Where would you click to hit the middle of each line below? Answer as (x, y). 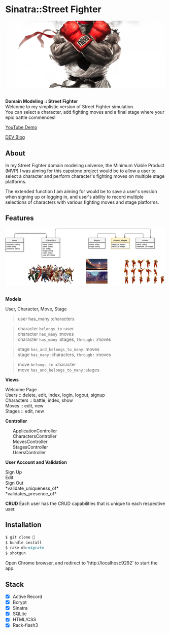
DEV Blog (15, 137)
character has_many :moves (46, 334)
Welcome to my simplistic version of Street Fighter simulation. (70, 107)
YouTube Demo (21, 128)
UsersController (29, 452)
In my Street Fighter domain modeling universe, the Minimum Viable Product (85, 165)
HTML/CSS (24, 620)
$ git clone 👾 (20, 537)
